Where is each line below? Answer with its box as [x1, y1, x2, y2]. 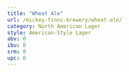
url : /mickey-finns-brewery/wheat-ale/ [7, 16, 123, 23]
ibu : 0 [7, 42, 26, 49]
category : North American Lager [7, 23, 101, 29]
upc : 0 [7, 55, 26, 62]
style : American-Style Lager [7, 29, 92, 36]
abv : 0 [7, 36, 26, 43]
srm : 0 [7, 49, 26, 56]
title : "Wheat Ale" [7, 10, 64, 17]
